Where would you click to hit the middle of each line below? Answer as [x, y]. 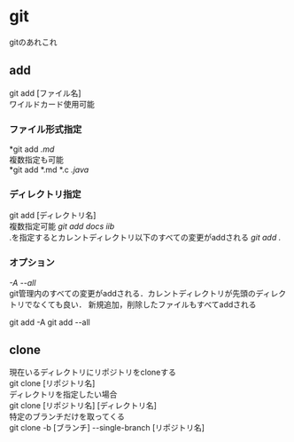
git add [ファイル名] [45, 93]
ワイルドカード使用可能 [52, 104]
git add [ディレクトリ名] [53, 216]
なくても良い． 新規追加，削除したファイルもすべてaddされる [144, 304]
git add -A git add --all [50, 322]
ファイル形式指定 [46, 129]
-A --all [23, 282]
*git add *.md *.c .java [49, 170]
